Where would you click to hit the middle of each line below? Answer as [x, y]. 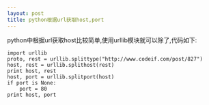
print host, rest [32, 71]
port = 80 [33, 89]
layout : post [26, 13]
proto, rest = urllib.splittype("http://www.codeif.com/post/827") [105, 59]
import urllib [27, 53]
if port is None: [32, 82]
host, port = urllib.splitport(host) [61, 77]
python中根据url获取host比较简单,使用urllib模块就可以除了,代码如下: [102, 40]
